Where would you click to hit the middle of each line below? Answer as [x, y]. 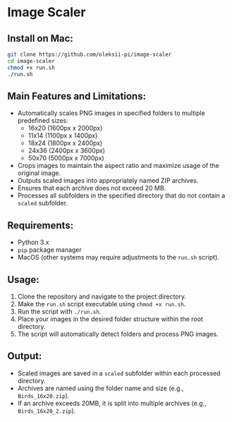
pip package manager [50, 250]
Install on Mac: [41, 38]
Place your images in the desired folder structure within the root [110, 319]
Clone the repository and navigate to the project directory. [102, 296]
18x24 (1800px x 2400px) [65, 143]
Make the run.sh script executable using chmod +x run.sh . [102, 303]
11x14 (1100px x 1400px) [63, 135]
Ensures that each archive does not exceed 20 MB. [92, 188]
